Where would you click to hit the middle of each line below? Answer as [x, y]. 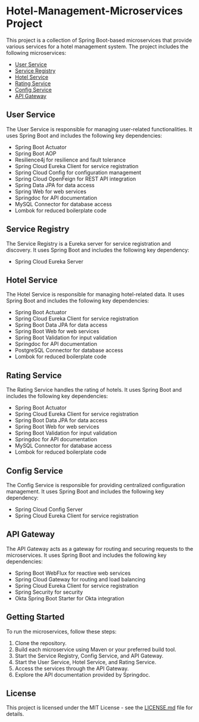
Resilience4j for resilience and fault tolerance [70, 160]
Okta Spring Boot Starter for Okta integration [69, 598]
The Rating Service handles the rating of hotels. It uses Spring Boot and [94, 390]
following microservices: [36, 52]
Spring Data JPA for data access [55, 185]
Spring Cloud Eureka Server [49, 261]
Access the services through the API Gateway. [72, 668]
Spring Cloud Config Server [49, 509]
